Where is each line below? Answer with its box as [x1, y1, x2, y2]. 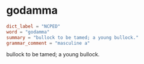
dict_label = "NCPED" [6, 23, 61, 29]
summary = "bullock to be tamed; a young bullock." [6, 34, 139, 41]
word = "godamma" [6, 29, 50, 35]
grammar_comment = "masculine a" [6, 40, 90, 46]
